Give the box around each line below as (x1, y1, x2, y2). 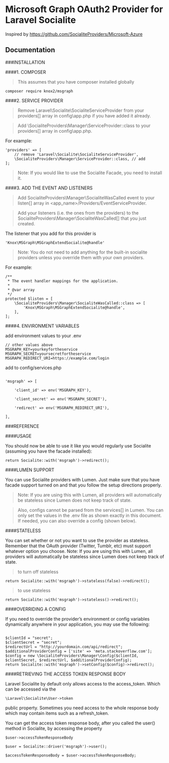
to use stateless (17, 587, 51, 593)
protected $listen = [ (5, 296, 53, 301)
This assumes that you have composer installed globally (17, 78, 135, 85)
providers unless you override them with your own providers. (17, 254, 145, 260)
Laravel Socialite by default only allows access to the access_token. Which (5, 680, 160, 687)
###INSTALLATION (5, 59, 45, 65)
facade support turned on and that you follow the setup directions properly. (5, 482, 162, 488)
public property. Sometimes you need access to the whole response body (5, 705, 159, 711)
